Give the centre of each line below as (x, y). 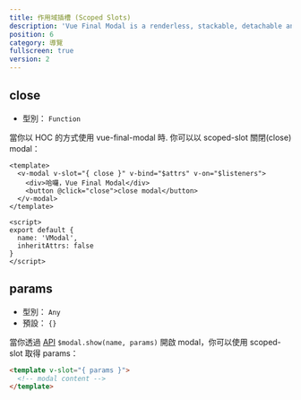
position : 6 (31, 34)
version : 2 (30, 59)
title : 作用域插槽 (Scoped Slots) (70, 17)
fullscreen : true (42, 51)
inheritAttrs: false (56, 246)
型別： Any (41, 311)
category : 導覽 (36, 43)
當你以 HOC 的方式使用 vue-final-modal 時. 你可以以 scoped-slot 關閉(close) (150, 137)
